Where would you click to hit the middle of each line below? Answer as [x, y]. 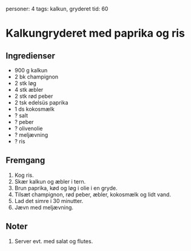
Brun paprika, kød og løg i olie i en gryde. [66, 188]
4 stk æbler [29, 90]
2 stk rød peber [34, 96]
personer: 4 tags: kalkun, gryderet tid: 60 [57, 9]
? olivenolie [28, 128]
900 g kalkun [31, 70]
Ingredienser [31, 56]
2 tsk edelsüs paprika [41, 102]
